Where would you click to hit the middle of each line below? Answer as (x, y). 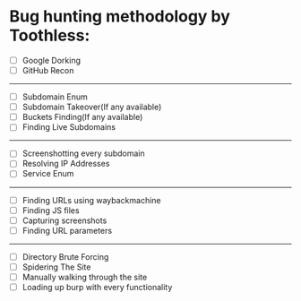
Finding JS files (51, 210)
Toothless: (50, 35)
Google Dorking (52, 60)
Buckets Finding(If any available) (82, 117)
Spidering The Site (56, 267)
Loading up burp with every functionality (97, 287)
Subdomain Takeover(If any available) (92, 107)
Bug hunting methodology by (120, 17)
